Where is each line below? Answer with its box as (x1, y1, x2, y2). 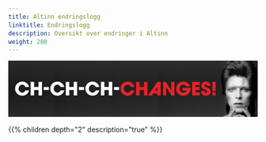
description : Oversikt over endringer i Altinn (8, 29, 169, 37)
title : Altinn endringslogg (8, 13, 101, 21)
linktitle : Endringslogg (8, 21, 90, 29)
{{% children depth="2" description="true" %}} (8, 125, 163, 134)
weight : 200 (8, 38, 47, 46)
